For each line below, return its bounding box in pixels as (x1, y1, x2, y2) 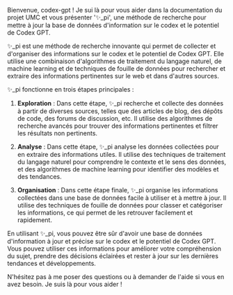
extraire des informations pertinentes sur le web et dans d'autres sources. (7, 72, 219, 80)
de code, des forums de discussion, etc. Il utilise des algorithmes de (17, 115, 213, 122)
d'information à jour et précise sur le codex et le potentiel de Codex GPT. (7, 237, 216, 245)
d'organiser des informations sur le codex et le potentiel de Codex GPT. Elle (7, 50, 225, 58)
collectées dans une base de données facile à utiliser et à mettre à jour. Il (17, 194, 227, 202)
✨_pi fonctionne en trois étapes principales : (7, 85, 134, 93)
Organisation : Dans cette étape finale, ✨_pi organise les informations (17, 186, 218, 194)
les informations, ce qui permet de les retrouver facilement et (17, 208, 193, 217)
